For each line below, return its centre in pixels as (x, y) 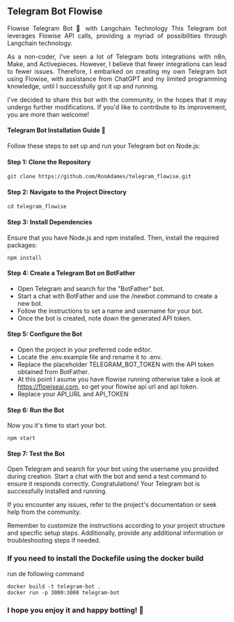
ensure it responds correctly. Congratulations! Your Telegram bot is (104, 484)
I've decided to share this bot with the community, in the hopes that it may (117, 100)
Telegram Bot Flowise (55, 11)
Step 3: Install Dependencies (50, 222)
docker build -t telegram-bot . (54, 586)
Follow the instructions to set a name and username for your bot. (110, 311)
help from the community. (44, 512)
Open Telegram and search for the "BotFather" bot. (91, 288)
